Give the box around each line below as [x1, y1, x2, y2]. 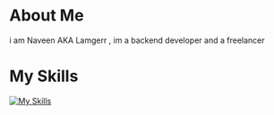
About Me [9, 5, 84, 26]
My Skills [9, 66, 79, 86]
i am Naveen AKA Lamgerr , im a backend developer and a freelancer [9, 35, 265, 45]
